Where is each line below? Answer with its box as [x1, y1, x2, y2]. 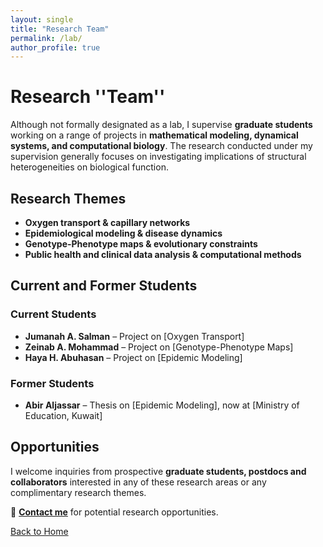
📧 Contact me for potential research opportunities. [10, 506, 219, 518]
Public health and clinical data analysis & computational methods [24, 249, 302, 260]
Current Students [10, 307, 97, 321]
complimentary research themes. [10, 486, 147, 498]
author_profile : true [10, 42, 101, 53]
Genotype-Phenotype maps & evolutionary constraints [24, 238, 258, 250]
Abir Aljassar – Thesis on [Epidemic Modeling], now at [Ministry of [24, 399, 300, 411]
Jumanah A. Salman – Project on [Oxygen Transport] [24, 330, 245, 342]
